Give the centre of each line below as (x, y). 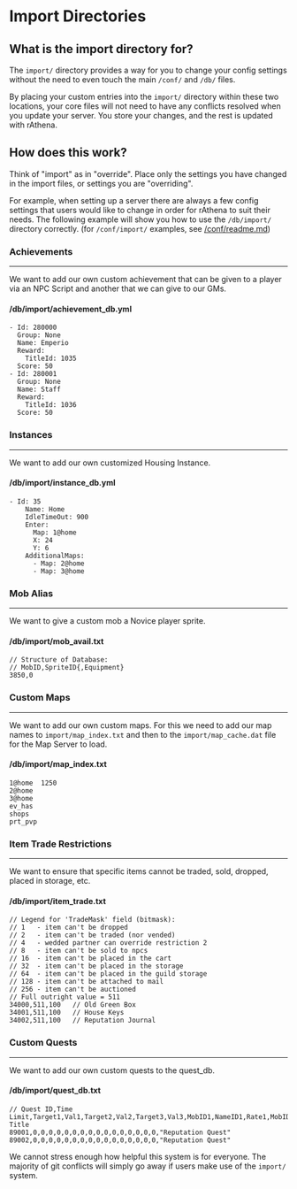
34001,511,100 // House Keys (67, 1013)
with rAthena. (33, 125)
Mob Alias (31, 593)
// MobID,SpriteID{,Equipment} (67, 668)
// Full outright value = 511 (65, 997)
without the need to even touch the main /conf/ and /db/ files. (122, 80)
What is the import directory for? (101, 49)
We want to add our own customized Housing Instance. (110, 463)
